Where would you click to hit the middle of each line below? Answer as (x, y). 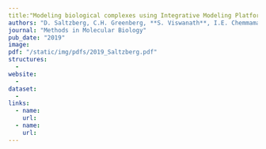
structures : (28, 60)
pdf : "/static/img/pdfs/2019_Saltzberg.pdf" (83, 52)
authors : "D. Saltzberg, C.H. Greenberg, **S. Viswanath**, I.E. (118, 23)
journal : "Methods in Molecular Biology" (78, 30)
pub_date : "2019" (37, 37)
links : (19, 103)
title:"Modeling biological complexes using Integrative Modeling (120, 15)
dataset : (23, 89)
